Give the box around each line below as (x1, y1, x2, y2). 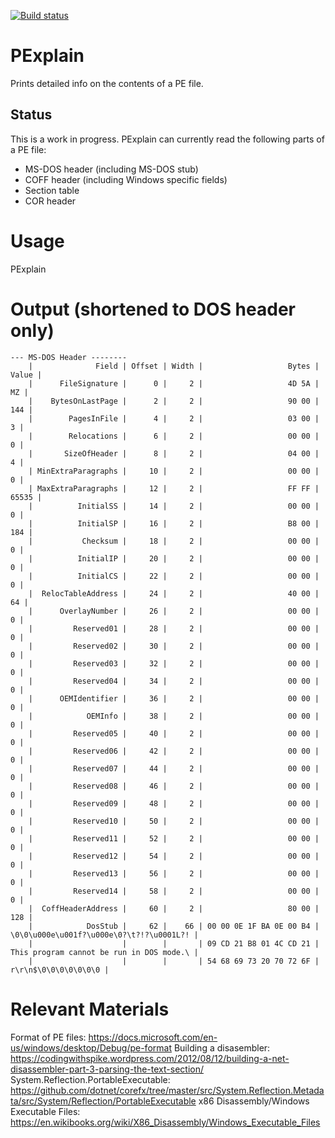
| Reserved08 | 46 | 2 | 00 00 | (28, 781, 320, 791)
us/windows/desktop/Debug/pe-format (10, 1041, 172, 1054)
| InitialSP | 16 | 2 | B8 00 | (28, 518, 320, 529)
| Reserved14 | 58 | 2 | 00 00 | (28, 886, 320, 896)
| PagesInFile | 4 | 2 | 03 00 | (28, 413, 320, 424)
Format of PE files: (10, 1031, 87, 1043)
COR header (24, 195, 77, 207)
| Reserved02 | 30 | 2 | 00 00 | (28, 641, 320, 651)
